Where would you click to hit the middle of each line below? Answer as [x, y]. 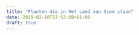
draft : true [21, 23]
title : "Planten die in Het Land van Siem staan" [70, 12]
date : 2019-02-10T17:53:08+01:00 [48, 17]
